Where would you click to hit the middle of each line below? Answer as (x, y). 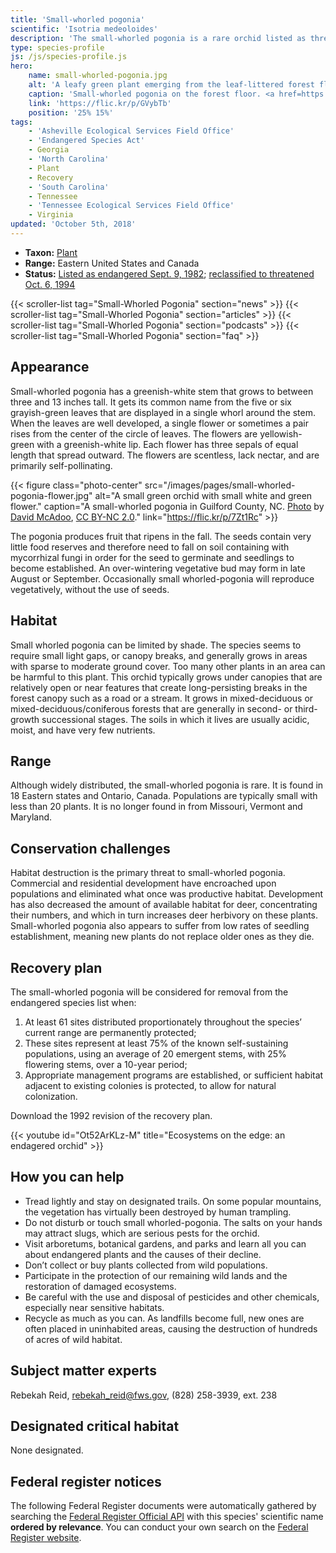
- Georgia (49, 150)
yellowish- (281, 433)
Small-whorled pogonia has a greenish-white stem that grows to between (162, 391)
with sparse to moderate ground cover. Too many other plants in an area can (168, 666)
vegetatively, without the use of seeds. (90, 589)
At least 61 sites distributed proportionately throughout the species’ (163, 1022)
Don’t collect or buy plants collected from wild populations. (146, 1265)
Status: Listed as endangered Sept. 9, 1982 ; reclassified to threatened (169, 273)
